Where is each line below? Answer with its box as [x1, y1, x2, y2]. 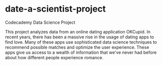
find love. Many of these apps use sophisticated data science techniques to [5, 39, 157, 45]
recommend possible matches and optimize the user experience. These [5, 44, 150, 50]
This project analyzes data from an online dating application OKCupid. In [5, 29, 151, 34]
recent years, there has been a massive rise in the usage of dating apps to [5, 34, 154, 40]
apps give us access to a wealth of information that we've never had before [5, 49, 157, 55]
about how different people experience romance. [5, 54, 103, 60]
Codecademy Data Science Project [5, 19, 76, 25]
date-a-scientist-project [5, 3, 106, 15]
